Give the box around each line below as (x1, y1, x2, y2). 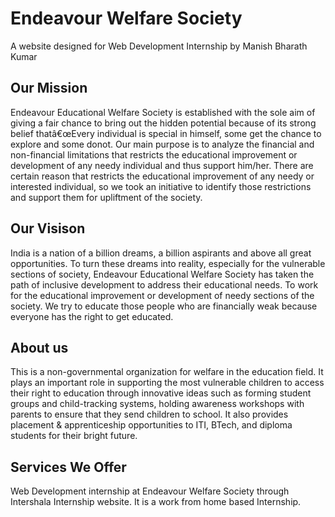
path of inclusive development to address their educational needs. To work (10, 278, 319, 291)
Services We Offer (10, 458, 127, 476)
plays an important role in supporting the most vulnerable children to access (10, 377, 325, 389)
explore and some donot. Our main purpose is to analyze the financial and (10, 138, 315, 150)
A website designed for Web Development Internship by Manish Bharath (10, 40, 308, 52)
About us (10, 339, 69, 356)
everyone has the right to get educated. (10, 310, 174, 322)
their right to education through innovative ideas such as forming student (10, 387, 312, 399)
